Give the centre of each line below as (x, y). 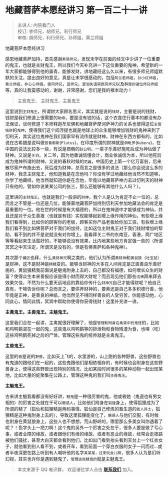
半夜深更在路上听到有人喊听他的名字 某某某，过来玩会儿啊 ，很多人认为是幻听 (85, 452)
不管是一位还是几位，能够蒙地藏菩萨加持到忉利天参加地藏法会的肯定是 (90, 203)
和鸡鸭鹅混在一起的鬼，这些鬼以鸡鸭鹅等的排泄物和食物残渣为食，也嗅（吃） (84, 328)
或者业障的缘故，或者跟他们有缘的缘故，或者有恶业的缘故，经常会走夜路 (88, 433)
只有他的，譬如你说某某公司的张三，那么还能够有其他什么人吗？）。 (74, 186)
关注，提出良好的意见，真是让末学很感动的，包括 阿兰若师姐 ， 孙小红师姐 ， (87, 77)
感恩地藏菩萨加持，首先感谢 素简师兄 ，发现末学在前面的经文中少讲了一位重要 (83, 58)
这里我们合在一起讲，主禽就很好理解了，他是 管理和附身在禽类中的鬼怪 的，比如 (82, 322)
